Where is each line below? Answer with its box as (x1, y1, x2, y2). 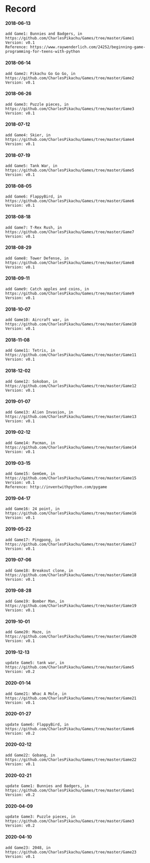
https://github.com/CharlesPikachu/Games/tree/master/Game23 (5, 849, 137, 854)
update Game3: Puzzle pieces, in (5, 814, 76, 819)
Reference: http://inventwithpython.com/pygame (5, 484, 108, 490)
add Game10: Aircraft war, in (5, 317, 69, 322)
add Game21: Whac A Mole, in (5, 691, 67, 696)
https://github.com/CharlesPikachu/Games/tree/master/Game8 (5, 260, 135, 265)
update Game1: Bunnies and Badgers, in (5, 783, 89, 789)
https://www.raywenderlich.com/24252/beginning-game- (30, 45, 145, 50)
